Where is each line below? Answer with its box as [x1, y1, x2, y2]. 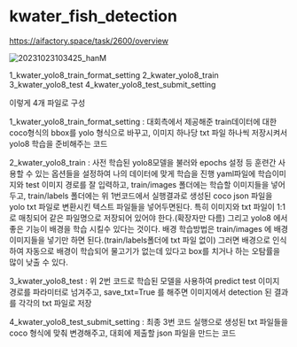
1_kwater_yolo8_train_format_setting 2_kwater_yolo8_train [9, 69, 219, 81]
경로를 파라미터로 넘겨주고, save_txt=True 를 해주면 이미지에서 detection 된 [9, 286, 272, 297]
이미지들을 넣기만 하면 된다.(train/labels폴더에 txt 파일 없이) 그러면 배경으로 [9, 235, 270, 245]
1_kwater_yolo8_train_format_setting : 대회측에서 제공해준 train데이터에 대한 [9, 116, 277, 127]
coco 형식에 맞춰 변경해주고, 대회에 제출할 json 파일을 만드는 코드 [9, 328, 237, 338]
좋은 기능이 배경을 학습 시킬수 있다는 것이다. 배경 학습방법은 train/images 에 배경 [9, 223, 288, 234]
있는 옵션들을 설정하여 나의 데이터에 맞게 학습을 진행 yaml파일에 [35, 168, 256, 179]
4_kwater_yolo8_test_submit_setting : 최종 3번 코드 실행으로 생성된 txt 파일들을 [9, 316, 288, 327]
